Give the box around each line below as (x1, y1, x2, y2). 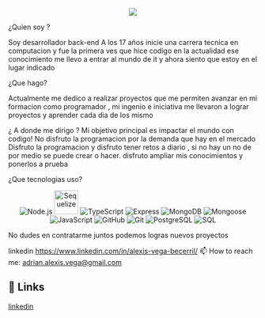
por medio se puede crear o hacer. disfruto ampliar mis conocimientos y (8, 151, 244, 160)
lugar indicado (8, 63, 55, 72)
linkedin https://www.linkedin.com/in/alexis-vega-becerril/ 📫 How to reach (8, 246, 253, 256)
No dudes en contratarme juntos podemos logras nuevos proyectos (8, 230, 229, 240)
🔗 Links (8, 281, 45, 294)
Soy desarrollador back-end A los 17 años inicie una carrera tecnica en (8, 38, 239, 47)
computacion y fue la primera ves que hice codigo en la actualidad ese (8, 46, 240, 55)
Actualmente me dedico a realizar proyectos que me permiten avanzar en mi (8, 93, 258, 103)
